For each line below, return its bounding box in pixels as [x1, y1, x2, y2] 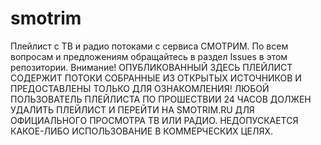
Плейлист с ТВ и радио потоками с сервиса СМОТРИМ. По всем [10, 40, 289, 52]
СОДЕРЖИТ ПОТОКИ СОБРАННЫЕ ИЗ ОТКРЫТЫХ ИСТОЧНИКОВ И [10, 72, 302, 84]
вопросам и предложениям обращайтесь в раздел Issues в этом [10, 50, 288, 62]
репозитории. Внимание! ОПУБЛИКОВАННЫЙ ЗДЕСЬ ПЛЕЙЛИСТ [10, 61, 293, 73]
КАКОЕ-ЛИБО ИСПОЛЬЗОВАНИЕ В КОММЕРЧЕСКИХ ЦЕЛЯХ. [10, 125, 274, 137]
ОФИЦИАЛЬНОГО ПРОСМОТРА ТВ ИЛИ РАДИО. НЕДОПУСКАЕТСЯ [10, 114, 299, 126]
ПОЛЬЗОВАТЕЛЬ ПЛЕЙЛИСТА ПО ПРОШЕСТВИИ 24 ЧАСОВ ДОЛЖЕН [10, 93, 312, 105]
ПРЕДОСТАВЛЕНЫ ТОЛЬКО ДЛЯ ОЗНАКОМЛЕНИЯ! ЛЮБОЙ [10, 82, 270, 94]
